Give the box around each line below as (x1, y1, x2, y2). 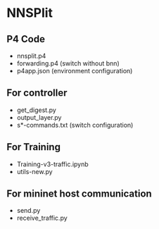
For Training (6, 141, 61, 153)
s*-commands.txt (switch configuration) (16, 120, 134, 129)
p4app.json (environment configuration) (16, 67, 133, 75)
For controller (6, 87, 68, 99)
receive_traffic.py (16, 213, 68, 223)
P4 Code (6, 33, 45, 45)
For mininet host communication (6, 188, 152, 200)
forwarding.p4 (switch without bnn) (16, 59, 120, 68)
